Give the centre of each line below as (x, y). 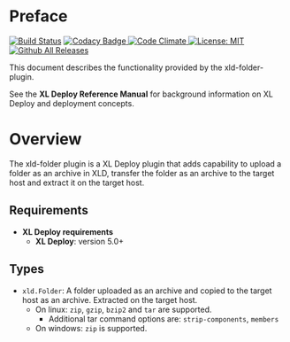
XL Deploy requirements (67, 231)
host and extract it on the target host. (77, 183)
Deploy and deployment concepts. (72, 103)
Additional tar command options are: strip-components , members (164, 319)
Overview (46, 140)
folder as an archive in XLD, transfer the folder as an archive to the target (142, 173)
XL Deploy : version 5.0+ (80, 241)
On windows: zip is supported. (91, 328)
